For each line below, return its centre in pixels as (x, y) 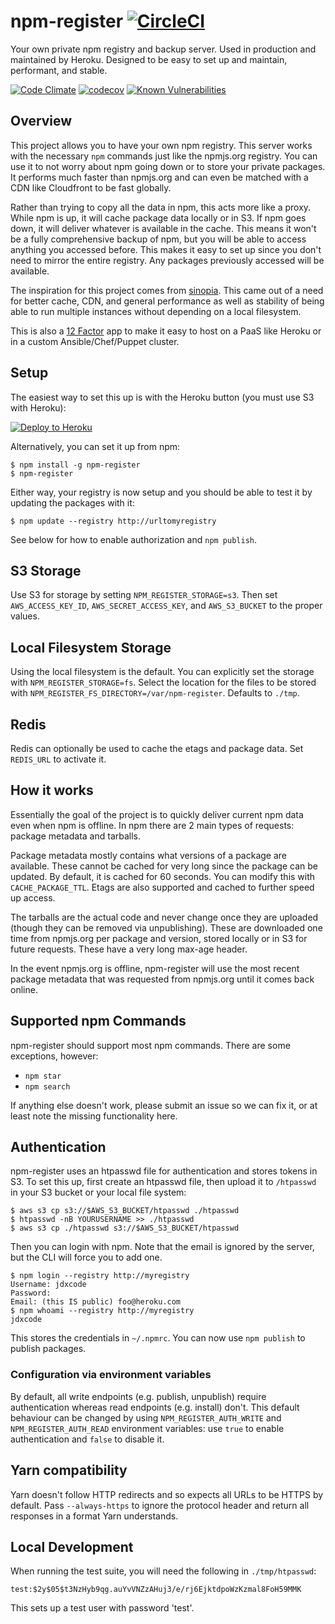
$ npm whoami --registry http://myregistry (102, 1311)
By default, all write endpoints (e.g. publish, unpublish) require (138, 1396)
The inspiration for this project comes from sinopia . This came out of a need (167, 290)
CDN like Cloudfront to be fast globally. (91, 187)
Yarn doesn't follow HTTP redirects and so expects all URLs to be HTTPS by (167, 1494)
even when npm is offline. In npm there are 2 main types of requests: (152, 825)
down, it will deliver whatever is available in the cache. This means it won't (163, 228)
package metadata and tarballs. (76, 836)
